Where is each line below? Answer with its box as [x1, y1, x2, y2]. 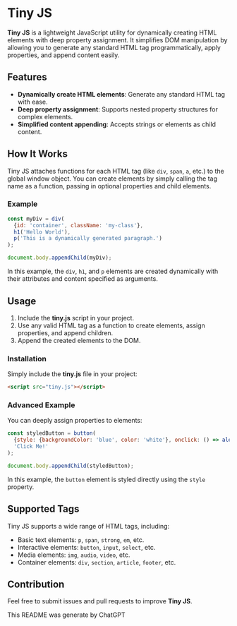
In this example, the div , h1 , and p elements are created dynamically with [7, 267, 219, 276]
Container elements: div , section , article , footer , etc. [17, 558, 176, 566]
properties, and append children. [17, 328, 114, 337]
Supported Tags [7, 503, 80, 515]
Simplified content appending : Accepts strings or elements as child [17, 120, 217, 128]
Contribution [7, 578, 65, 590]
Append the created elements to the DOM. [17, 336, 141, 344]
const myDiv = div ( [7, 215, 65, 222]
